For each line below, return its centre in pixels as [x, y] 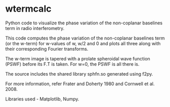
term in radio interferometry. [35, 28]
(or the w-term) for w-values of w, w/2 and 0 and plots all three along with [83, 43]
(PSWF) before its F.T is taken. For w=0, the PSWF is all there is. [73, 64]
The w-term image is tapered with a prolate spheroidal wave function [78, 58]
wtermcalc [29, 9]
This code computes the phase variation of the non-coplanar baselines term [85, 38]
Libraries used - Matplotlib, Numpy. [42, 99]
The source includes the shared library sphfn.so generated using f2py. [79, 74]
